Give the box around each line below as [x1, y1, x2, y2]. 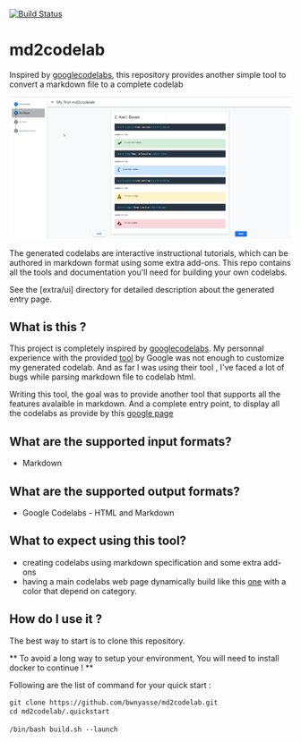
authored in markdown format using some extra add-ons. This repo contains [9, 257, 291, 268]
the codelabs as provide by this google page [9, 408, 174, 419]
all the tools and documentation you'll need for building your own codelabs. [9, 267, 288, 277]
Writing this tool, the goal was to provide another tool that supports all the [9, 389, 281, 400]
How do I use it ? [9, 611, 103, 627]
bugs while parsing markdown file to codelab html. [9, 371, 196, 382]
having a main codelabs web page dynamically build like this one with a [21, 576, 287, 586]
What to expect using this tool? [9, 533, 186, 549]
